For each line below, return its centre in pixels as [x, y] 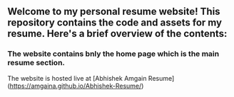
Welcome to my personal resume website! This [114, 12]
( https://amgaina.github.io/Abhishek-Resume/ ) [76, 86]
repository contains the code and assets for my [115, 23]
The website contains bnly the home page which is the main [113, 54]
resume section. [36, 63]
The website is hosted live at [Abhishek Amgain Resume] [91, 78]
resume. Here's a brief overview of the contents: [117, 34]
